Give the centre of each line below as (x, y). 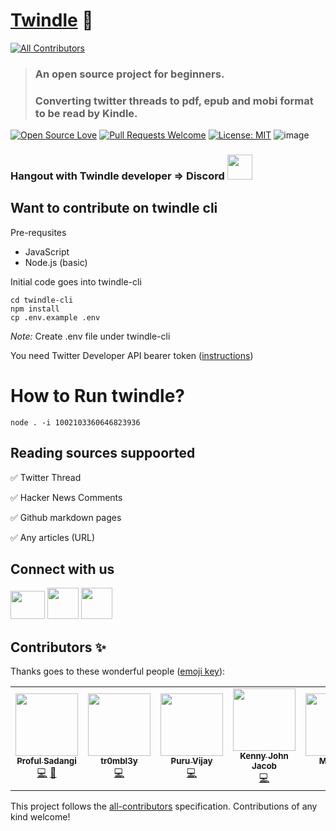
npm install (35, 309)
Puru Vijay (191, 761)
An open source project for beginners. (129, 74)
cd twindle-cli (42, 300)
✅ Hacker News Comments (66, 497)
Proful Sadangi (46, 761)
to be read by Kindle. (86, 113)
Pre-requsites (38, 232)
